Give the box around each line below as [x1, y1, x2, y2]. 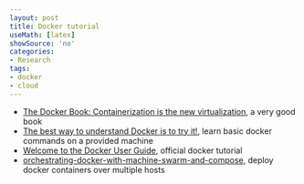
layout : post [9, 13, 59, 23]
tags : [9, 65, 30, 74]
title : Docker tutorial [9, 22, 100, 31]
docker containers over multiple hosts [22, 164, 166, 175]
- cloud [9, 81, 39, 90]
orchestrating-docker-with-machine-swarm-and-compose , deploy [22, 154, 274, 165]
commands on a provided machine [22, 135, 153, 146]
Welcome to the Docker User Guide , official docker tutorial [22, 145, 243, 156]
